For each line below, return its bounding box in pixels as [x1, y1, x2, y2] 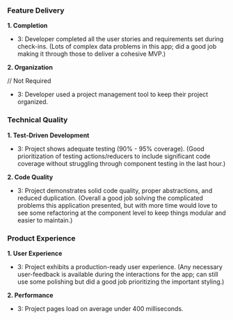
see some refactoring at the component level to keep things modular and [17, 208, 226, 217]
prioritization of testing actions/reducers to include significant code [17, 152, 211, 160]
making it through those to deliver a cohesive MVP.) [17, 49, 166, 58]
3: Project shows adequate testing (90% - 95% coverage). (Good [17, 144, 205, 153]
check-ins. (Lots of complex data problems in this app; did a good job [17, 43, 217, 51]
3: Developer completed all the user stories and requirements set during [17, 35, 224, 43]
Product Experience [7, 233, 76, 243]
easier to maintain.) [17, 215, 73, 224]
